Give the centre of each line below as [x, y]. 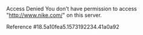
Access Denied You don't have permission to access [71, 9]
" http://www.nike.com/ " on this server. [54, 15]
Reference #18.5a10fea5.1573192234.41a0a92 [63, 27]
